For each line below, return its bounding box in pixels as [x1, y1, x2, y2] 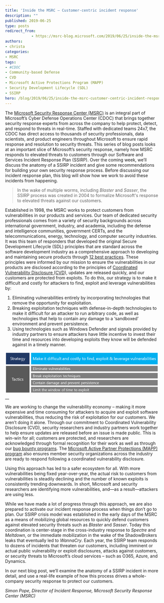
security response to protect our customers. [25, 578, 114, 584]
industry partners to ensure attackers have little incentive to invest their [12, 331, 156, 337]
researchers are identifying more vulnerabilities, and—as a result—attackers [5, 486, 158, 492]
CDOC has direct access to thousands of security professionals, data [5, 130, 144, 137]
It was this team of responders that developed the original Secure [5, 238, 137, 244]
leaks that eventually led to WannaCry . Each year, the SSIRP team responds [5, 537, 158, 544]
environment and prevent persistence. [12, 321, 89, 327]
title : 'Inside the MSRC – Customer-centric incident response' [5, 8, 139, 13]
